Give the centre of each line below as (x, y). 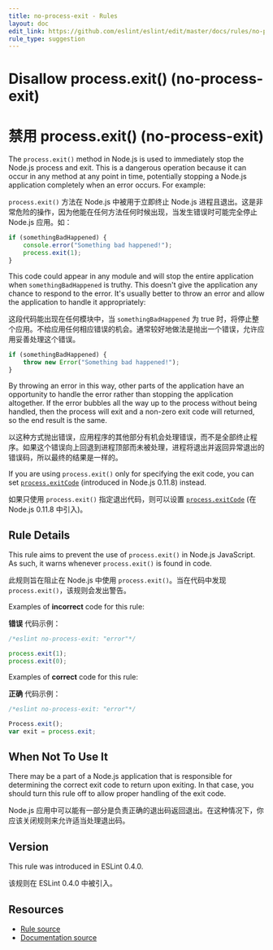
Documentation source (58, 937)
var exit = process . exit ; (52, 731)
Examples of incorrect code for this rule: (76, 607)
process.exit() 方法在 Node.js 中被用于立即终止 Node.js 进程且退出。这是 (132, 202)
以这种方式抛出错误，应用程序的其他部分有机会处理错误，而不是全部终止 (129, 437)
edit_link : (27, 31)
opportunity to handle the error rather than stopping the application (121, 394)
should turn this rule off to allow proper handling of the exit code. (117, 794)
